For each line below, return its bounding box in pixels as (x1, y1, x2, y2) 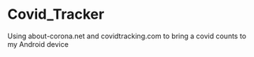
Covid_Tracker (7, 5, 105, 23)
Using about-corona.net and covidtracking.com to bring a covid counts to (7, 31, 247, 41)
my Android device (7, 39, 69, 48)
